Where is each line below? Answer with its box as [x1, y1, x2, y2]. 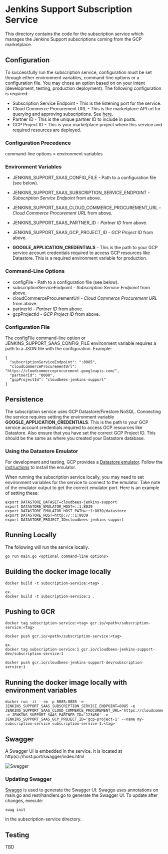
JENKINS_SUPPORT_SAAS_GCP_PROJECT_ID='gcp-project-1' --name [5, 717, 135, 722]
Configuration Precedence [5, 139, 71, 146]
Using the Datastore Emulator [5, 448, 78, 455]
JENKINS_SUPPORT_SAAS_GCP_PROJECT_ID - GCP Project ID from [12, 230, 153, 236]
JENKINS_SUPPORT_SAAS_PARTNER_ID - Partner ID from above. [12, 220, 147, 226]
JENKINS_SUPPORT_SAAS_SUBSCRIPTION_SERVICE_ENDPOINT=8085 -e [5, 704, 135, 709]
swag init [5, 807, 26, 812]
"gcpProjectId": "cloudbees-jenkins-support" [9, 377, 106, 382]
